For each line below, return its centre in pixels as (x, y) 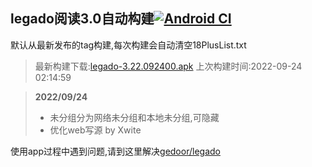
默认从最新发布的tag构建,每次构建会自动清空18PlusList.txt (128, 45)
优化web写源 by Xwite (95, 130)
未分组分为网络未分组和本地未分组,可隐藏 (134, 117)
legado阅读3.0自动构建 (82, 19)
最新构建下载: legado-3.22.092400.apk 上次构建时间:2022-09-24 (168, 66)
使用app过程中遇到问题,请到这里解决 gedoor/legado (115, 151)
